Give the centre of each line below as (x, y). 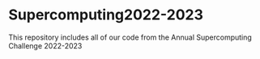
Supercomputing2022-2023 (106, 15)
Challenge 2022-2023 (45, 45)
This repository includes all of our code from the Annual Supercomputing (130, 37)
